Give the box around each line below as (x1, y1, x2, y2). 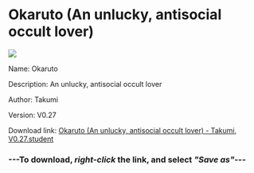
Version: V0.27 (8, 110, 57, 120)
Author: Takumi (8, 94, 58, 104)
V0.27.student (8, 134, 54, 144)
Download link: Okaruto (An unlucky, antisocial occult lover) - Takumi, (8, 125, 237, 135)
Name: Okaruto (8, 64, 58, 73)
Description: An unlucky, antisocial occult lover (8, 79, 162, 88)
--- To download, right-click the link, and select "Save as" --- (8, 154, 247, 165)
